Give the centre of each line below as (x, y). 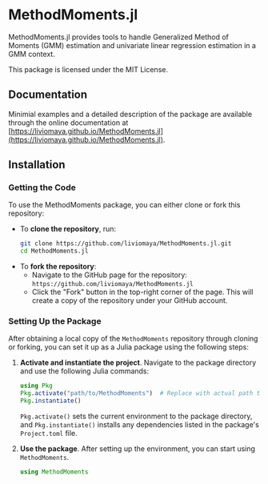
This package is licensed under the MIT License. (88, 69)
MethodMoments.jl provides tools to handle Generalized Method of (119, 37)
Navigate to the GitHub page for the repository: (110, 275)
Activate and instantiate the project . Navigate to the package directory (138, 363)
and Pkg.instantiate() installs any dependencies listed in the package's (140, 425)
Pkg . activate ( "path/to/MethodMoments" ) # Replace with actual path (136, 393)
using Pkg (36, 386)
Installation (37, 165)
